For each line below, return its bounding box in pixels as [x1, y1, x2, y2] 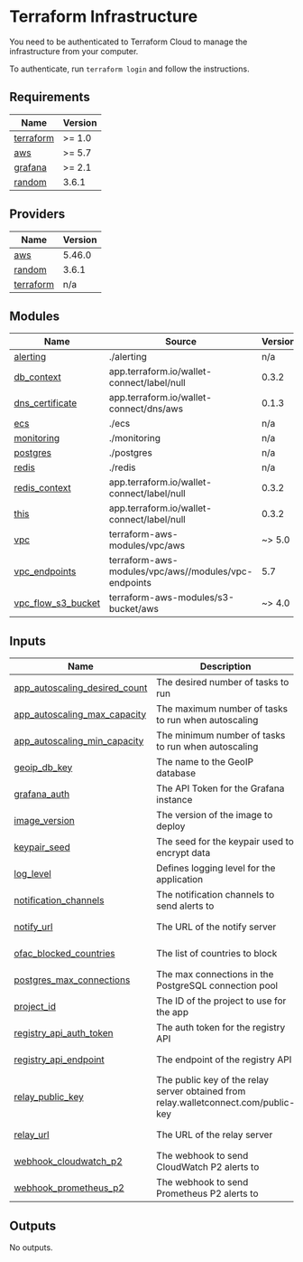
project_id [14, 1000, 57, 1012]
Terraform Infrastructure [9, 6, 198, 27]
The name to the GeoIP [156, 755, 254, 768]
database [156, 767, 197, 779]
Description [199, 660, 252, 673]
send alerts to [156, 899, 215, 912]
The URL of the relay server [156, 1128, 273, 1141]
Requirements [9, 89, 90, 105]
